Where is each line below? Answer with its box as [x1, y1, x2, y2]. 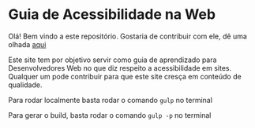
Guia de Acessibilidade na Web [8, 5, 216, 24]
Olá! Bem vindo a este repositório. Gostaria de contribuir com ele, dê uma [8, 31, 247, 41]
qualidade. [8, 80, 43, 90]
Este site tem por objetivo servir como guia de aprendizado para [8, 55, 217, 64]
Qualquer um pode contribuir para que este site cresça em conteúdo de [8, 71, 242, 81]
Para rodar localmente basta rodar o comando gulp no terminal [8, 95, 213, 104]
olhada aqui [8, 39, 47, 49]
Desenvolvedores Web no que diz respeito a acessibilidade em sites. [8, 63, 232, 72]
